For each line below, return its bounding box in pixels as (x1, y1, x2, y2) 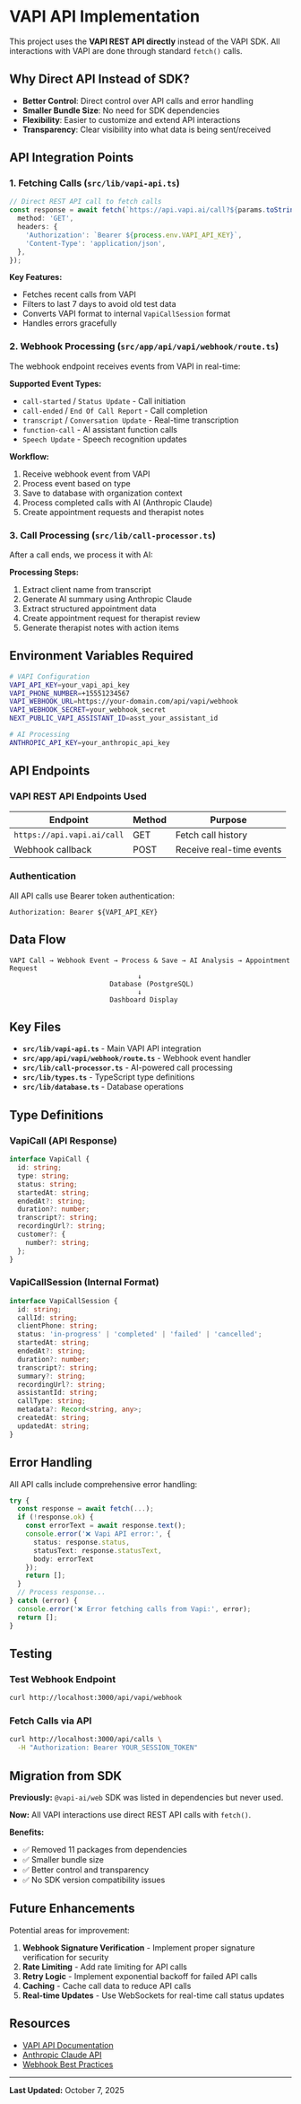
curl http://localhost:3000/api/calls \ (9, 1735, 163, 1744)
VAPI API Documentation (21, 2039, 114, 2050)
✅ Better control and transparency (21, 1864, 150, 1875)
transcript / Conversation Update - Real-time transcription (21, 415, 239, 425)
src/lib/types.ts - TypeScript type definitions (21, 1072, 195, 1083)
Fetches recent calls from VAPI (21, 289, 137, 300)
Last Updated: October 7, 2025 (9, 2084, 125, 2095)
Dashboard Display (108, 995, 178, 1004)
